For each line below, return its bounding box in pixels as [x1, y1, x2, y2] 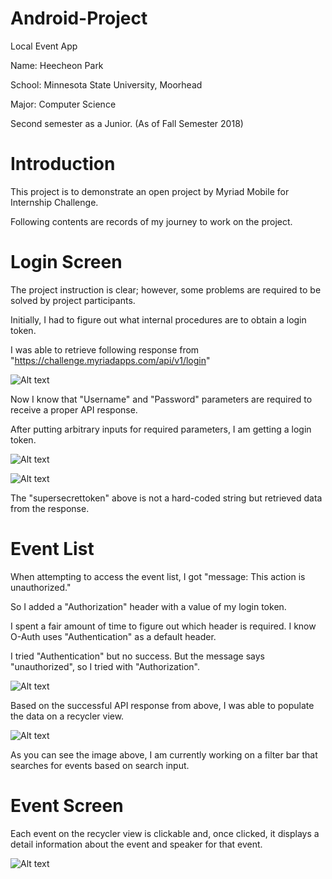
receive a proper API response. [10, 403, 138, 416]
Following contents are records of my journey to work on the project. [10, 215, 293, 227]
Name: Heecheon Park [10, 59, 104, 71]
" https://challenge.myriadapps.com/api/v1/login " [10, 354, 211, 366]
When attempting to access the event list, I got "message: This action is [10, 570, 306, 582]
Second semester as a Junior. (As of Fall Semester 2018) [10, 117, 244, 129]
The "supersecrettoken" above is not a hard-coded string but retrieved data [10, 492, 323, 504]
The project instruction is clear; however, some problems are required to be [10, 283, 322, 296]
